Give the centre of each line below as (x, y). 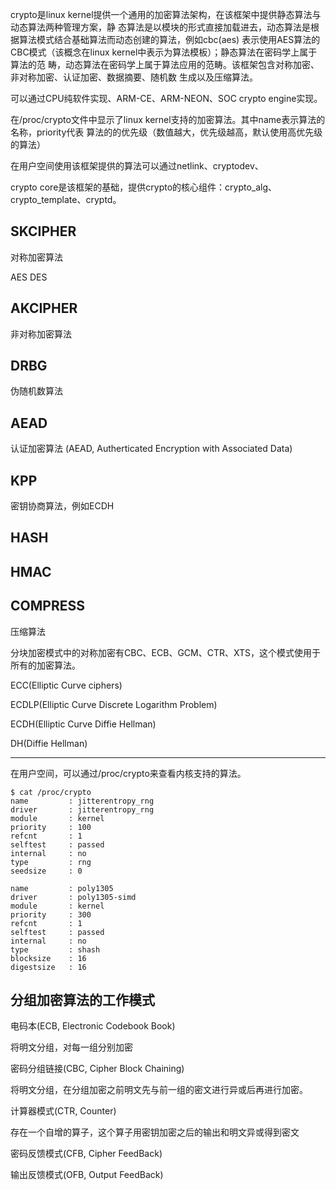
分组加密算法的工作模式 (82, 1000)
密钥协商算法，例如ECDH (62, 506)
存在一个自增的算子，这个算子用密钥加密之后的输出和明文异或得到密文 (155, 1132)
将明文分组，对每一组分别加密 (71, 1047)
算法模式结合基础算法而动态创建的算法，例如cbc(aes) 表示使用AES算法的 (169, 39)
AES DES (29, 277)
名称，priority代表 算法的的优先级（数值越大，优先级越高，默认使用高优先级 (166, 132)
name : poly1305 (62, 888)
